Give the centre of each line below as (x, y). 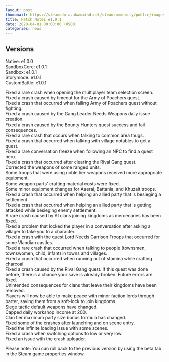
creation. (14, 119)
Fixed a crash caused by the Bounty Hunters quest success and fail (75, 125)
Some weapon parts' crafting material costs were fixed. (63, 183)
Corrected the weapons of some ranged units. (53, 167)
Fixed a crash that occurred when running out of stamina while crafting (79, 258)
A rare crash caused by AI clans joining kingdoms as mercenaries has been (83, 215)
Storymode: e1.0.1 (23, 77)
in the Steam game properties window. (45, 354)
